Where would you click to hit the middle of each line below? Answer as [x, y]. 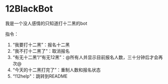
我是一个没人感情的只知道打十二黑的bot [46, 23]
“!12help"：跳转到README [40, 76]
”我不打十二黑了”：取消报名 [41, 51]
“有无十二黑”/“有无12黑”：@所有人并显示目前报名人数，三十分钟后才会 [86, 57]
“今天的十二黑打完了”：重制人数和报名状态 [57, 70]
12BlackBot [29, 9]
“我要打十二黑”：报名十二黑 [41, 45]
